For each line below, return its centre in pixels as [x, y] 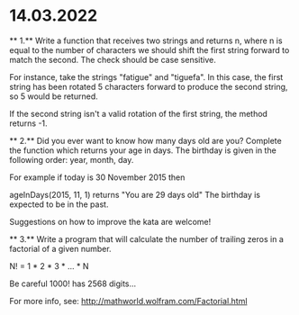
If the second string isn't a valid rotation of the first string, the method [139, 113]
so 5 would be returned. [54, 96]
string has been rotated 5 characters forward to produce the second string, [149, 86]
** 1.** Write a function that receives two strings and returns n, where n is [146, 40]
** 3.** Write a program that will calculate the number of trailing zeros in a [146, 238]
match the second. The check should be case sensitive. [113, 59]
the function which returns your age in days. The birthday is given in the [143, 150]
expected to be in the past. [59, 204]
